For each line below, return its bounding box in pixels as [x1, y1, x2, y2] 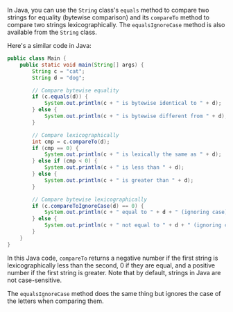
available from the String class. [7, 28, 97, 36]
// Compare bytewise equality [32, 87, 119, 94]
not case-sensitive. [7, 276, 62, 284]
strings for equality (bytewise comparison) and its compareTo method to [7, 13, 210, 22]
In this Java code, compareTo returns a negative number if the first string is [7, 254, 218, 262]
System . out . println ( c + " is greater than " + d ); [44, 176, 194, 183]
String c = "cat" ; [32, 67, 85, 75]
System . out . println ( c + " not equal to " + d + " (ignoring [44, 222, 222, 229]
